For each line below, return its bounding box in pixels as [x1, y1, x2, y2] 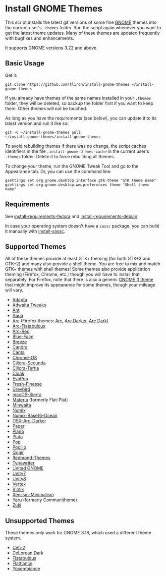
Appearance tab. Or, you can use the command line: [5, 168, 111, 174]
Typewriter [12, 460, 35, 466]
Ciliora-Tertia [12, 365, 39, 371]
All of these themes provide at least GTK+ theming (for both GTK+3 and [5, 256, 151, 262]
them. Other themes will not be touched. [5, 105, 88, 112]
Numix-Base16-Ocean [12, 412, 58, 419]
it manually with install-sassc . [5, 228, 65, 234]
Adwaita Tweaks [12, 302, 46, 308]
